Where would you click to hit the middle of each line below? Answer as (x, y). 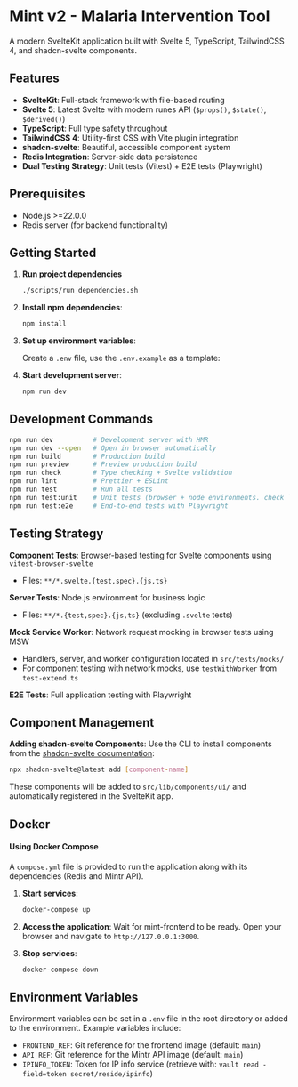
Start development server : (72, 375)
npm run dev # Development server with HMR (109, 439)
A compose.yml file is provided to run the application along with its (129, 866)
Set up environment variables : (79, 341)
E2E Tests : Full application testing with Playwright (101, 695)
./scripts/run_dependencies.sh (80, 291)
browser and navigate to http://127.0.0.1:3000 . (111, 936)
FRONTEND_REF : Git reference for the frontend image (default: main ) (141, 1045)
